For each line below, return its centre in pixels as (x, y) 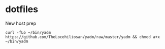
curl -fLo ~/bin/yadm (28, 32)
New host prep (21, 23)
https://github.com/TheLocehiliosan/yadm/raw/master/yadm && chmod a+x (82, 37)
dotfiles (22, 9)
